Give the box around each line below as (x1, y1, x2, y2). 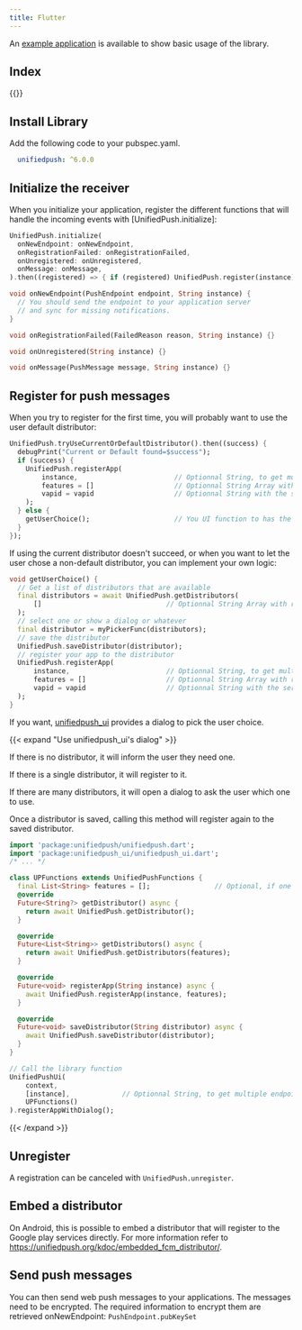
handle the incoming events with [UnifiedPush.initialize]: (9, 214, 218, 224)
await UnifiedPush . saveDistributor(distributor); (25, 1031, 216, 1041)
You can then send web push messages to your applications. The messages (9, 1291, 291, 1302)
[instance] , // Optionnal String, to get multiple (25, 1089, 268, 1098)
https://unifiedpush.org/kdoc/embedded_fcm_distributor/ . (9, 1241, 223, 1253)
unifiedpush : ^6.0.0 (17, 155, 94, 165)
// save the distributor (17, 633, 111, 642)
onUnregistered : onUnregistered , (17, 256, 143, 266)
